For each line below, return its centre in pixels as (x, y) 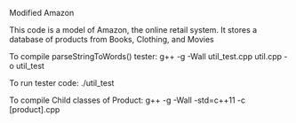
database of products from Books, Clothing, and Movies (112, 39)
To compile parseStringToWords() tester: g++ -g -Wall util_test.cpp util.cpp (146, 56)
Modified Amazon (42, 13)
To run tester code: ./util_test (62, 83)
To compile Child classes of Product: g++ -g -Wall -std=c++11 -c (128, 100)
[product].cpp (35, 109)
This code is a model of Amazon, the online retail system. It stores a (133, 30)
